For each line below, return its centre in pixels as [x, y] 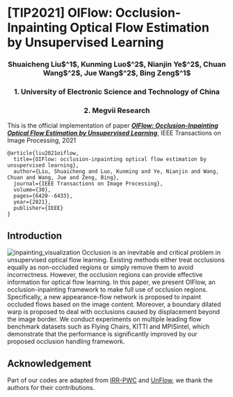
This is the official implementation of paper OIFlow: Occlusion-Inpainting [113, 126]
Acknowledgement [49, 363]
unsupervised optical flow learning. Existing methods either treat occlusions [116, 260]
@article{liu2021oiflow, [43, 153]
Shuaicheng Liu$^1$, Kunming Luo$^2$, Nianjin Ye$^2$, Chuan [117, 64]
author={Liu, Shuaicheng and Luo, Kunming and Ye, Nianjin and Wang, [116, 172]
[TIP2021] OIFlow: [60, 13]
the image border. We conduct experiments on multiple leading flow [104, 320]
